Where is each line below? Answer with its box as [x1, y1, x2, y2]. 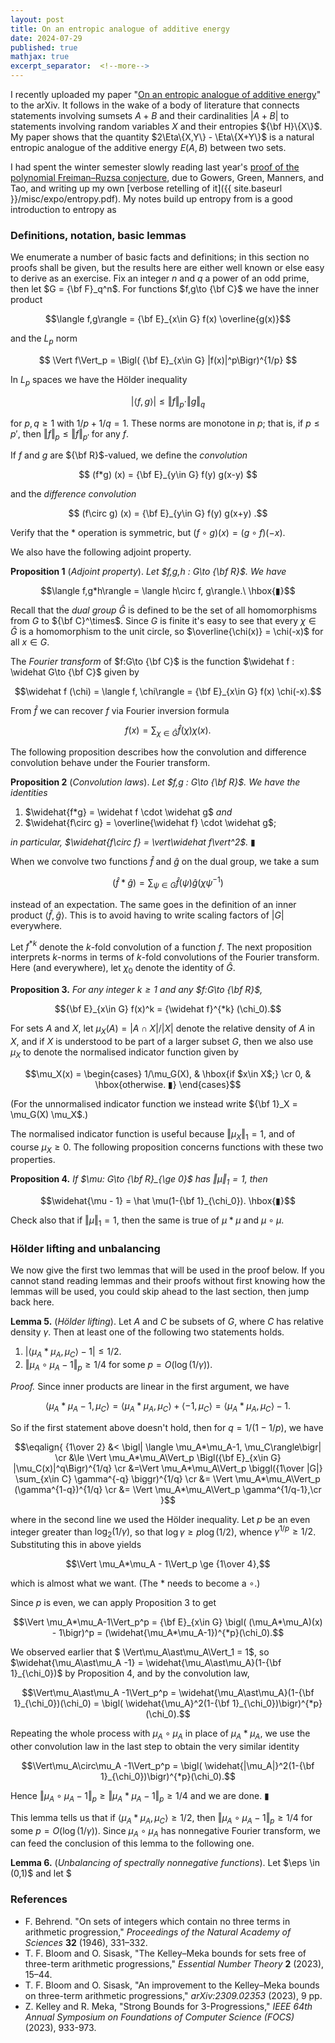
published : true [10, 42, 78, 53]
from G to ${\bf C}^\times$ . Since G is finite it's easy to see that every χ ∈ [10, 615, 317, 627]
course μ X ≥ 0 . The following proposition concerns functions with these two [10, 1141, 324, 1155]
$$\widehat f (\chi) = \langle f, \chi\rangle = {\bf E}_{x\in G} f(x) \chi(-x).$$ [14, 686, 322, 698]
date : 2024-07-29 [10, 33, 83, 43]
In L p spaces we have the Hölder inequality [10, 374, 188, 388]
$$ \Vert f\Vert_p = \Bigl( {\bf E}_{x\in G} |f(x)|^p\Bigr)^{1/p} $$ [38, 354, 298, 366]
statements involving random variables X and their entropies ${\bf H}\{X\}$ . [10, 121, 323, 132]
